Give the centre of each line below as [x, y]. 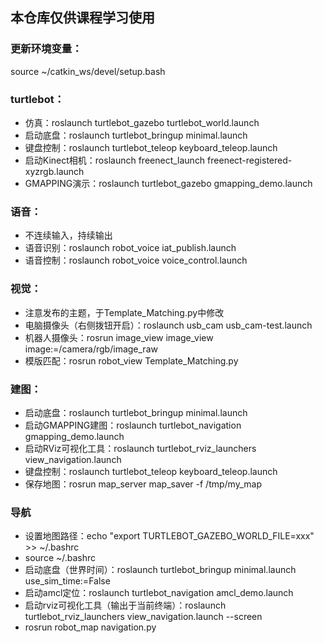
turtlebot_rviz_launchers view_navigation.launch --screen [143, 617]
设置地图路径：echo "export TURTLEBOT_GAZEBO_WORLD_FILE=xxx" [169, 536]
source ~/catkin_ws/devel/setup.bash [88, 71]
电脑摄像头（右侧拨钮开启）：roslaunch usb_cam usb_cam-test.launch [168, 325]
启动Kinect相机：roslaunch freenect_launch [115, 160]
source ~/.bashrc [60, 558]
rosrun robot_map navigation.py [90, 627]
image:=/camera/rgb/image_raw [91, 349]
